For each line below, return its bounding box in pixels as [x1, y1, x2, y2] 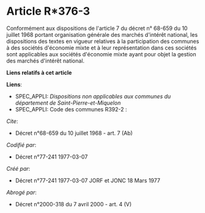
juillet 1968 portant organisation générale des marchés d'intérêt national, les [6, 31, 198, 38]
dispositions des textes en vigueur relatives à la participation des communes [6, 37, 199, 45]
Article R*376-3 [6, 4, 91, 18]
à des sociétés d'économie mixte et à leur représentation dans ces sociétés [6, 44, 197, 51]
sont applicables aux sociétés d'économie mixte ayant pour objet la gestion [6, 50, 197, 58]
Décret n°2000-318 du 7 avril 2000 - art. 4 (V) [15, 200, 132, 207]
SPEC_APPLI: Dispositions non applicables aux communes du [15, 92, 171, 100]
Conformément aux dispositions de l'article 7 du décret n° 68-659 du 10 [6, 24, 188, 32]
